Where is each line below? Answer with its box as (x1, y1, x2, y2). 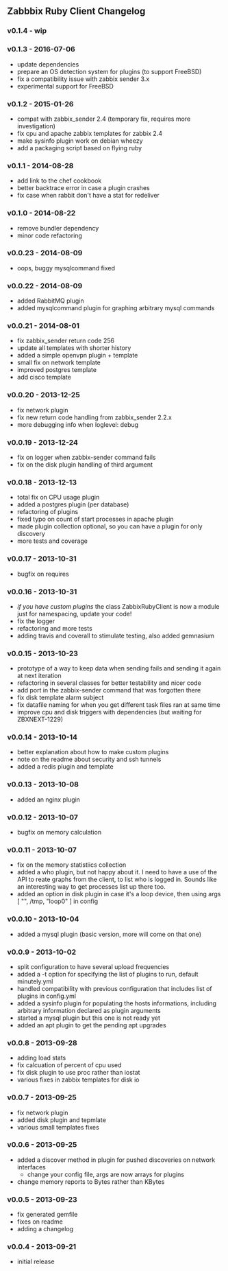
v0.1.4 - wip (7, 26, 47, 36)
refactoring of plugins (16, 508, 79, 516)
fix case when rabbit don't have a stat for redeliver (16, 191, 160, 200)
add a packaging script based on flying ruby (16, 143, 142, 152)
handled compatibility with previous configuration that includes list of (16, 984, 212, 992)
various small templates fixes (16, 1123, 99, 1131)
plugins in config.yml (16, 992, 77, 1000)
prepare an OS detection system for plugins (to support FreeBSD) (16, 67, 202, 75)
